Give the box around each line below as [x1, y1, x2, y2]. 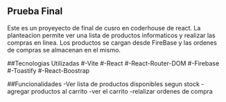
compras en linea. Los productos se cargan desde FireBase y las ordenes [7, 38, 217, 47]
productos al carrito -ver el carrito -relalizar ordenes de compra [31, 87, 213, 95]
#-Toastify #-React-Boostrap [7, 66, 90, 74]
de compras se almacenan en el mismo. [7, 45, 121, 54]
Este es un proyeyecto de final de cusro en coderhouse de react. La [7, 23, 201, 32]
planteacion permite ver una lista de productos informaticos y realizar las [7, 31, 216, 39]
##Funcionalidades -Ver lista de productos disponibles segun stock [7, 79, 200, 88]
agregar [7, 87, 30, 95]
